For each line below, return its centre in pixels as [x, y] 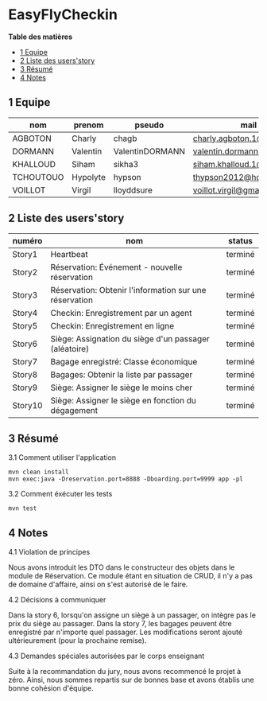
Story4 [25, 313]
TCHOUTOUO [38, 177]
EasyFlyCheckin [63, 15]
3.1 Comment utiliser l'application [62, 458]
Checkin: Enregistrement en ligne [112, 325]
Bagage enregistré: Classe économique [124, 361]
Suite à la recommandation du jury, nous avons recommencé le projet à [125, 672]
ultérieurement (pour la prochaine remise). [77, 641]
